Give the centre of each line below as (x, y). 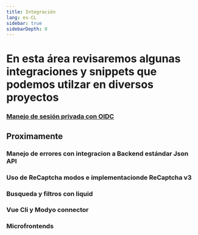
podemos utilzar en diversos (80, 85)
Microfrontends (30, 226)
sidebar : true (24, 23)
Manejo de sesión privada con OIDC (60, 117)
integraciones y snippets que (82, 72)
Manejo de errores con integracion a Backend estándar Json (97, 154)
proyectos (33, 97)
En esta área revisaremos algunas (94, 59)
